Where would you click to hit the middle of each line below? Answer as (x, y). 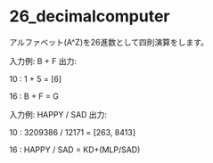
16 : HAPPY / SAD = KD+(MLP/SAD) (75, 150)
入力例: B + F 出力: (43, 61)
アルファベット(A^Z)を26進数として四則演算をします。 (109, 42)
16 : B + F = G (34, 96)
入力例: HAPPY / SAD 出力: (58, 114)
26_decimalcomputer (90, 16)
